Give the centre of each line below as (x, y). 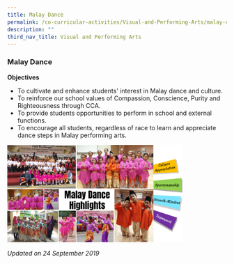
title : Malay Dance (36, 15)
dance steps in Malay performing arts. (72, 135)
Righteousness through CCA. (59, 105)
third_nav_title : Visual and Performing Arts (74, 37)
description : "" (31, 29)
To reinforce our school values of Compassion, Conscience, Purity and (119, 98)
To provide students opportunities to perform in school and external (115, 113)
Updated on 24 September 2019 (53, 254)
